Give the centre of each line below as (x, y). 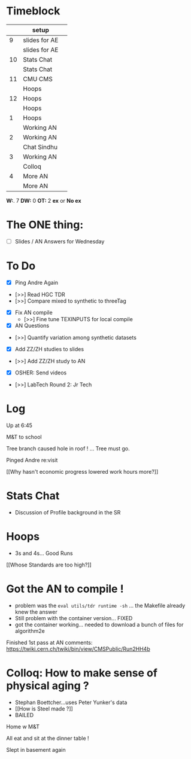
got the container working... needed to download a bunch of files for (99, 624)
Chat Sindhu (40, 147)
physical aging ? (48, 686)
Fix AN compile (34, 312)
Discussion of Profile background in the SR (68, 513)
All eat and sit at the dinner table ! (48, 738)
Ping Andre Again (37, 282)
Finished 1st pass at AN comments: (49, 642)
